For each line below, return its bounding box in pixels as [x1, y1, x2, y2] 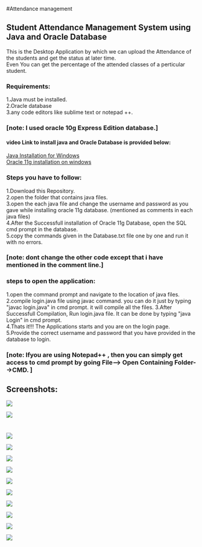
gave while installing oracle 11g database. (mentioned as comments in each [6, 206, 193, 213]
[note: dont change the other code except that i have [6, 253, 164, 261]
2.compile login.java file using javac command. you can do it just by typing [6, 297, 191, 304]
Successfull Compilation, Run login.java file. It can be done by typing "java [6, 310, 191, 317]
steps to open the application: [6, 277, 96, 286]
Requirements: [6, 82, 51, 90]
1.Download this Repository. [6, 187, 75, 195]
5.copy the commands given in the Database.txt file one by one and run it [6, 232, 189, 239]
